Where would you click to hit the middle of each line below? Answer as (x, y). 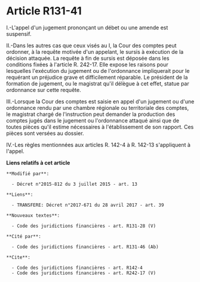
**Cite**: (19, 257)
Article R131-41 (44, 11)
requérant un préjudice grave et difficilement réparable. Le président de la (97, 77)
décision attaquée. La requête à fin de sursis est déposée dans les (88, 58)
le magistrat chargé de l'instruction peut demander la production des (91, 114)
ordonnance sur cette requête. (44, 90)
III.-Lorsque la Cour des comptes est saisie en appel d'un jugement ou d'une (100, 101)
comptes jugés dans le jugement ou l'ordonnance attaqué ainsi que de (93, 120)
